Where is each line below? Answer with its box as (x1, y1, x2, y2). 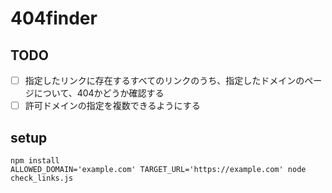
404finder (10, 7, 98, 30)
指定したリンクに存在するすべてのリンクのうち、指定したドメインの (24, 75, 305, 86)
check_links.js (10, 173, 74, 183)
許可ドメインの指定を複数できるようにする (24, 100, 201, 112)
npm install (10, 155, 60, 166)
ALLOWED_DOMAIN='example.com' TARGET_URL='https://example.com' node (10, 164, 307, 174)
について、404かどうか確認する (33, 87, 165, 99)
